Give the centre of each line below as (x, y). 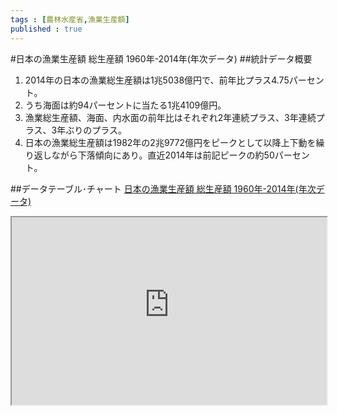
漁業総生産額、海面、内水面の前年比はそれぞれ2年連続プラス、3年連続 (170, 117)
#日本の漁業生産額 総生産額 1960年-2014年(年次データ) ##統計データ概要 (161, 58)
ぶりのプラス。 (96, 130)
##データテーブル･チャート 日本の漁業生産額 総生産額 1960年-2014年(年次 (163, 188)
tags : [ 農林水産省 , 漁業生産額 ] (70, 19)
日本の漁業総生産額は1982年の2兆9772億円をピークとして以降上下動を (170, 142)
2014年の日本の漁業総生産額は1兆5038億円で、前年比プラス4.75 (157, 80)
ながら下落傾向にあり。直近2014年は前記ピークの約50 (163, 155)
